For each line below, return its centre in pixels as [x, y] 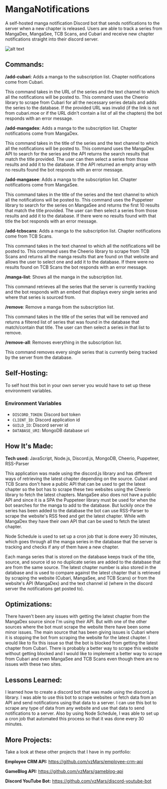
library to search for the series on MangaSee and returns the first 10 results [82, 205]
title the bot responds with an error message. [52, 221]
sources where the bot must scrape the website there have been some [78, 627]
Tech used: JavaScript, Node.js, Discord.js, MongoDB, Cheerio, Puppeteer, [82, 458]
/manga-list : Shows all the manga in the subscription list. [64, 277]
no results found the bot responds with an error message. [64, 169]
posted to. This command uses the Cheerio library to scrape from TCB [77, 251]
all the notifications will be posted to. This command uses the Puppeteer [79, 200]
